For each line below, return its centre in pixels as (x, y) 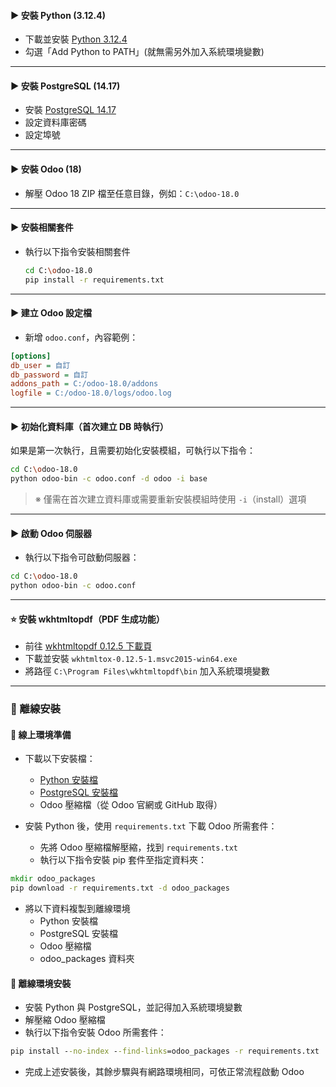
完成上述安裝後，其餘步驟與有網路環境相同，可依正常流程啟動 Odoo (164, 1072)
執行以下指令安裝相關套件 (77, 251)
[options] (31, 356)
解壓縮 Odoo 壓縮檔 (65, 1020)
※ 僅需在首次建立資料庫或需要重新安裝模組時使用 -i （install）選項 (170, 499)
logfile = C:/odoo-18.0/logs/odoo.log (91, 393)
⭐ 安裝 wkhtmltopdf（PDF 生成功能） (87, 619)
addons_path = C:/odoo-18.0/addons (84, 384)
